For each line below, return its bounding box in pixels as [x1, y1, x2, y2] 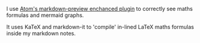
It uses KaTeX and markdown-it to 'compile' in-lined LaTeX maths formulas [6, 24, 194, 30]
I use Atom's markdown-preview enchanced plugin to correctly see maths [6, 5, 193, 12]
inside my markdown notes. [6, 30, 76, 37]
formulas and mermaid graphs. [6, 12, 84, 19]
